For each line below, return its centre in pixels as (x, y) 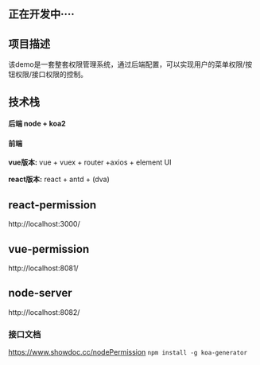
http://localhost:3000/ (45, 224)
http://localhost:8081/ (43, 268)
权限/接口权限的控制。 (51, 75)
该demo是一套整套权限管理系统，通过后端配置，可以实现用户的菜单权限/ (127, 64)
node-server (40, 293)
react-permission (52, 205)
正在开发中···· (42, 14)
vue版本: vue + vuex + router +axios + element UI (90, 162)
